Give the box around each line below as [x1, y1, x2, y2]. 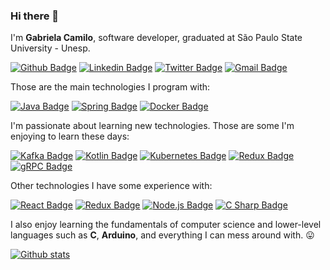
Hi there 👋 [10, 9, 60, 23]
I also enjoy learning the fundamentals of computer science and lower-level [10, 219, 322, 231]
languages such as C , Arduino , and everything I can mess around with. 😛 [10, 229, 315, 241]
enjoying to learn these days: [10, 130, 130, 143]
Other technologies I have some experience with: [10, 180, 213, 192]
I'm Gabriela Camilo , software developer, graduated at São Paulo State [10, 32, 303, 44]
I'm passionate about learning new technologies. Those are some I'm [10, 120, 295, 132]
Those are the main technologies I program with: [10, 81, 211, 93]
